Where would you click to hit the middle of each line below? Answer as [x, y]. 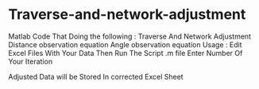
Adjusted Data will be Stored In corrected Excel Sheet [96, 76]
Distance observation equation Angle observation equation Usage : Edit [125, 44]
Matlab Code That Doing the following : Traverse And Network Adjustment [130, 36]
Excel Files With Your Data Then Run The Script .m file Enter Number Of [126, 53]
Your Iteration [31, 61]
